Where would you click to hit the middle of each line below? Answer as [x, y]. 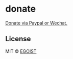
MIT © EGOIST [21, 51]
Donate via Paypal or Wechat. [36, 23]
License [18, 39]
